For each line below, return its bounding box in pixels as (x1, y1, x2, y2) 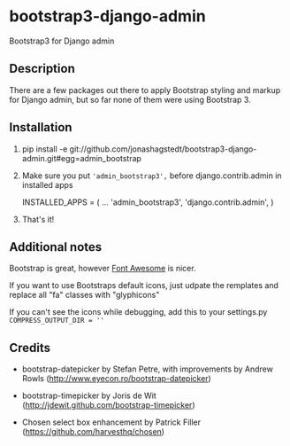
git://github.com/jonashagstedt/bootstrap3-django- (69, 144, 257, 154)
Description (9, 61, 75, 76)
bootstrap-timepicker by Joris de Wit (21, 390, 156, 401)
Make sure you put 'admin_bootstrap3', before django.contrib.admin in (21, 170, 282, 181)
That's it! (21, 214, 55, 224)
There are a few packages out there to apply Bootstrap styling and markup (9, 84, 281, 95)
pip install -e (21, 144, 68, 154)
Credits (9, 340, 51, 356)
